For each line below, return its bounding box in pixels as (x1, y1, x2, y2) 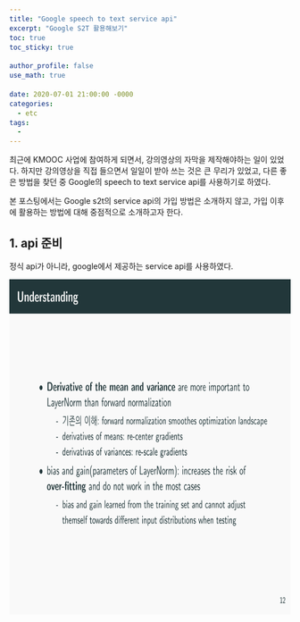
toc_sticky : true (9, 43, 74, 52)
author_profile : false (9, 62, 94, 71)
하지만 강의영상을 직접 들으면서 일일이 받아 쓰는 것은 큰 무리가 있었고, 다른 (21, 165, 279, 176)
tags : (9, 118, 29, 127)
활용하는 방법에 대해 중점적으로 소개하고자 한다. (18, 206, 184, 218)
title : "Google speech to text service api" (9, 14, 178, 23)
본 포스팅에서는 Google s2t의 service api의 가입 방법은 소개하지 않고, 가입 (9, 196, 268, 206)
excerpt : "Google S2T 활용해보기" (9, 23, 129, 33)
